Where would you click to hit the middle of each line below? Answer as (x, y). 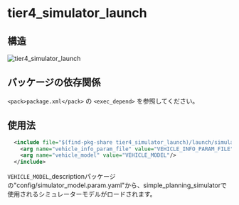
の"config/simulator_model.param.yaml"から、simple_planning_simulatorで (117, 185)
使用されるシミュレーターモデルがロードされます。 (82, 194)
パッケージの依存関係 (54, 83)
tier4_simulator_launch (77, 13)
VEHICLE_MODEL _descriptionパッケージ (62, 177)
